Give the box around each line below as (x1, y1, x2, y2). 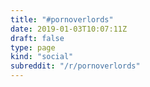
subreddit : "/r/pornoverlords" (10, 61, 141, 71)
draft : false (10, 33, 65, 43)
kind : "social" (10, 52, 74, 62)
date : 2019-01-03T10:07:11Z (10, 24, 128, 34)
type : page (10, 42, 56, 53)
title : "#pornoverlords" (10, 14, 114, 25)
